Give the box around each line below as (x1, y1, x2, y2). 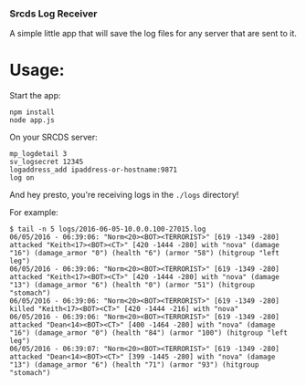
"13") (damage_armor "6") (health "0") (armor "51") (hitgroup (9, 281, 256, 290)
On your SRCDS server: (9, 131, 98, 143)
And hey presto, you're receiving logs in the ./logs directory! (9, 190, 239, 201)
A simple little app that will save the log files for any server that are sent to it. (9, 28, 297, 39)
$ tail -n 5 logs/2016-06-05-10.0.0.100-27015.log (9, 224, 206, 234)
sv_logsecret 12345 (9, 158, 84, 167)
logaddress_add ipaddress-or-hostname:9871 (9, 165, 178, 175)
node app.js (9, 116, 55, 125)
